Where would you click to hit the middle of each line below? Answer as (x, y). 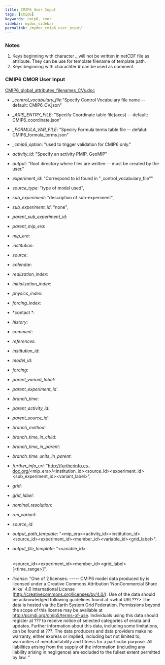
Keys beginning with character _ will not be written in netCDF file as (81, 56)
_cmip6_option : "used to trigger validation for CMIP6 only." (72, 144)
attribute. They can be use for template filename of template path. (79, 61)
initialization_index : (32, 284)
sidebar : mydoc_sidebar (30, 23)
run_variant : (24, 514)
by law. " (21, 657)
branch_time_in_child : (34, 437)
